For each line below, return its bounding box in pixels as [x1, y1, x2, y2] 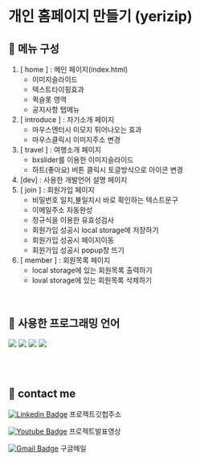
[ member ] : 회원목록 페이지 [19, 255, 111, 265]
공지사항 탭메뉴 [31, 105, 80, 114]
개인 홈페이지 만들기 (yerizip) [8, 7, 193, 26]
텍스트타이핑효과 [31, 85, 84, 94]
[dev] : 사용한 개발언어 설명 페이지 [19, 175, 128, 185]
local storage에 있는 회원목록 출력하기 [31, 266, 153, 275]
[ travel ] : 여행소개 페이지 [19, 145, 102, 154]
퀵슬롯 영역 [31, 95, 67, 104]
